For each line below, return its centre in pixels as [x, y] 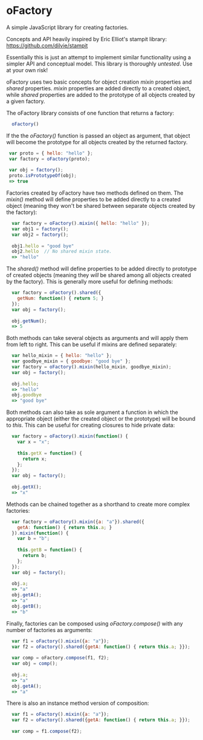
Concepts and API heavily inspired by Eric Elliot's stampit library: [87, 39]
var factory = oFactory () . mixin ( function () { [70, 436]
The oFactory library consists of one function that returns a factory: [90, 113]
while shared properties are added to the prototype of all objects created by [101, 95]
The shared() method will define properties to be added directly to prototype [101, 269]
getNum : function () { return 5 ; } [60, 298]
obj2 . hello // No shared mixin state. [62, 252]
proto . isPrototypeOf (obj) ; [43, 176]
